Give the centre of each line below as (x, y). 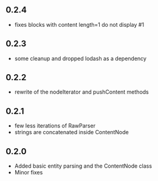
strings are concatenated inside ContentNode (71, 132)
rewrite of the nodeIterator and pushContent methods (82, 92)
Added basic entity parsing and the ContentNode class (83, 166)
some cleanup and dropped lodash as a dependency (81, 58)
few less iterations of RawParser (55, 126)
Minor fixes (29, 172)
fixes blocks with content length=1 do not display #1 (79, 24)
